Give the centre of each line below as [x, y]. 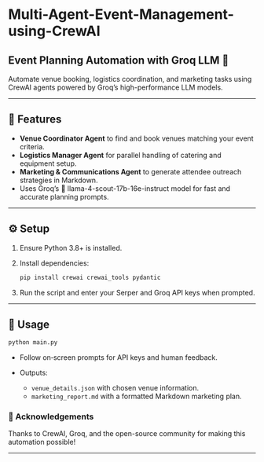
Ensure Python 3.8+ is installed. [71, 247]
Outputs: [34, 373]
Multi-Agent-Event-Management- [121, 15]
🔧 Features [35, 119]
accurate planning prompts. [64, 196]
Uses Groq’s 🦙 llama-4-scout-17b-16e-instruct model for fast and [125, 188]
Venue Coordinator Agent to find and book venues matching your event [136, 138]
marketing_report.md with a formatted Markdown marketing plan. [136, 396]
